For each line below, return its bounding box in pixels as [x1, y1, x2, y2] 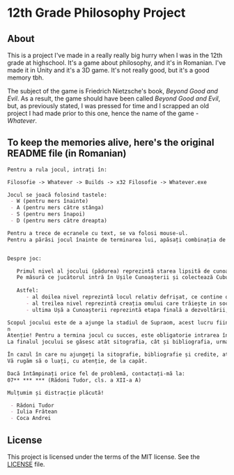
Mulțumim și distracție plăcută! [7, 389, 104, 396]
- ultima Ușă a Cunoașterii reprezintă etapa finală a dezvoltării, [25, 306, 229, 313]
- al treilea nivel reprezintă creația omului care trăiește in [25, 300, 217, 307]
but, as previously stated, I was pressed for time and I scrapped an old [7, 102, 210, 110]
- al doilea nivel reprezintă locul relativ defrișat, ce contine [25, 294, 223, 301]
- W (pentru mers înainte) [10, 197, 89, 205]
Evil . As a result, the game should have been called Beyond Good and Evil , [7, 94, 221, 103]
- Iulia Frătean [10, 408, 58, 416]
